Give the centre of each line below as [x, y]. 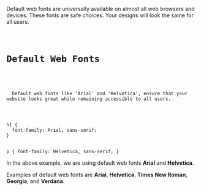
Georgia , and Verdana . [36, 181]
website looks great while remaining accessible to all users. [89, 99]
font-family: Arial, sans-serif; [55, 131]
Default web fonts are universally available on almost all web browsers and [100, 9]
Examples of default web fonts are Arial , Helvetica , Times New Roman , [97, 175]
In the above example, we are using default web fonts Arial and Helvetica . [100, 163]
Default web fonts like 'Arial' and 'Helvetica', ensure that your [100, 94]
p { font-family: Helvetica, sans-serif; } [63, 152]
